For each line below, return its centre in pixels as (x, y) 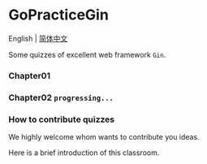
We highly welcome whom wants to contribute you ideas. (104, 137)
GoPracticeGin (59, 15)
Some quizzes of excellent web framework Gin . (87, 54)
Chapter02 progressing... (61, 97)
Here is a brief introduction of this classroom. (84, 153)
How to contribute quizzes (62, 119)
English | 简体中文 (38, 38)
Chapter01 (30, 76)
